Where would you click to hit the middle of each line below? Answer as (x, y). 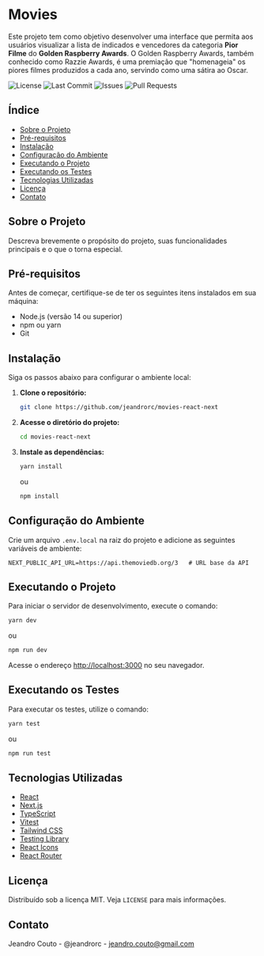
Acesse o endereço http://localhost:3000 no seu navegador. (106, 666)
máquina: (23, 302)
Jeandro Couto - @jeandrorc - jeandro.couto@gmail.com (102, 944)
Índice (24, 110)
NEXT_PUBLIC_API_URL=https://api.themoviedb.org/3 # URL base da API (128, 563)
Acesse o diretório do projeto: (70, 423)
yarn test (25, 723)
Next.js (31, 806)
